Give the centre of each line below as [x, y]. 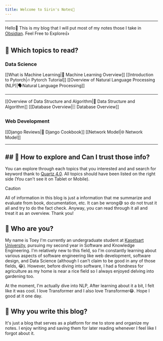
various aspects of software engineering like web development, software [78, 256]
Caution [13, 188]
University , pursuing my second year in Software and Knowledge [70, 245]
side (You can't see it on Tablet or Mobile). [47, 179]
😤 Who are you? [29, 228]
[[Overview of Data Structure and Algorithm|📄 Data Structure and [70, 101]
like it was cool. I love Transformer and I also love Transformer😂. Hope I [77, 291]
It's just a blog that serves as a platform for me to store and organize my [77, 323]
